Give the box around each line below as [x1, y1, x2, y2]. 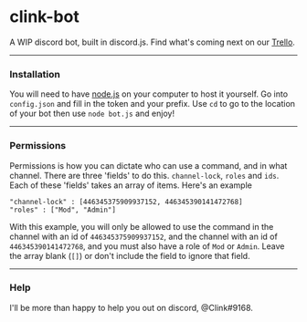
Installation [9, 68, 61, 80]
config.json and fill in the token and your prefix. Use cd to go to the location [9, 99, 295, 109]
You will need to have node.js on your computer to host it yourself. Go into [9, 88, 289, 99]
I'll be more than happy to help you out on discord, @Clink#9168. [9, 302, 254, 313]
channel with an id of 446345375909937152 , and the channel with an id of [9, 231, 279, 242]
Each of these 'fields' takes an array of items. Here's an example [9, 180, 253, 191]
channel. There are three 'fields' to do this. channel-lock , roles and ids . [9, 170, 280, 181]
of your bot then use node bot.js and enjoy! [9, 108, 175, 119]
